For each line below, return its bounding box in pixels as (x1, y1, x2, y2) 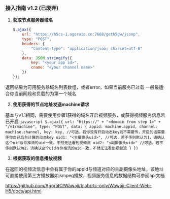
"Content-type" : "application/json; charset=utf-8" (31, 46, 143, 51)
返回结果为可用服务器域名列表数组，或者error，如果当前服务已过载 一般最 (5, 84, 159, 90)
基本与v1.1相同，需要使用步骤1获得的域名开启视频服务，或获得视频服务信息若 (5, 112, 165, 118)
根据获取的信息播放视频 (12, 155, 62, 161)
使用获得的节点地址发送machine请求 (12, 101, 90, 107)
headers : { (22, 41, 45, 46)
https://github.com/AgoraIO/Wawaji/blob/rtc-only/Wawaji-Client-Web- (5, 182, 152, 188)
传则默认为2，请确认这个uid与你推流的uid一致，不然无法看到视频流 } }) (5, 146, 139, 151)
